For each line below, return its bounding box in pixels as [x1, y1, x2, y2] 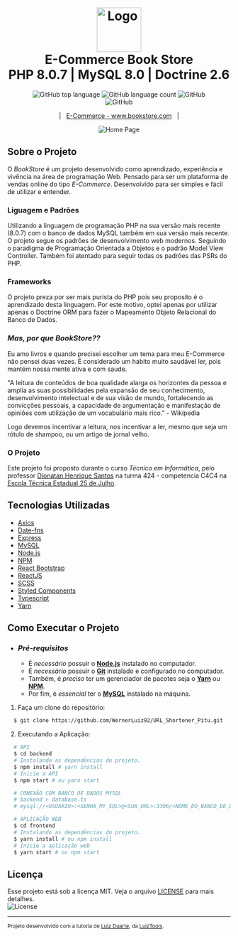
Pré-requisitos [17, 643, 69, 653]
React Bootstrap [17, 564, 65, 572]
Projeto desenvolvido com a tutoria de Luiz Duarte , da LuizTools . [7, 922, 164, 930]
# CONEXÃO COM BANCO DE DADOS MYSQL [13, 790, 122, 797]
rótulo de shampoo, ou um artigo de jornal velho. [7, 430, 150, 439]
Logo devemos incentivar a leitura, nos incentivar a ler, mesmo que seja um [7, 422, 228, 431]
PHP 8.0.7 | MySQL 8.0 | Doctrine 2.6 [8, 67, 230, 83]
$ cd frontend [13, 822, 55, 829]
